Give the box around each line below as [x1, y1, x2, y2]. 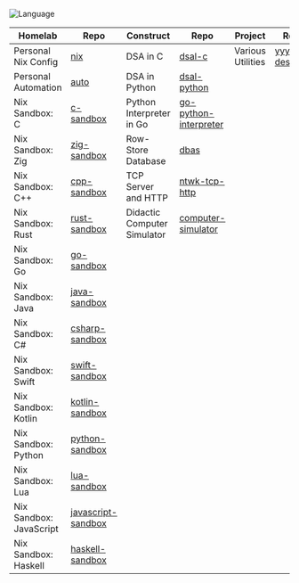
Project [234, 29, 266, 42]
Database [125, 155, 166, 167]
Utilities [234, 56, 266, 68]
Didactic [125, 206, 161, 218]
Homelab [18, 29, 58, 42]
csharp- [70, 322, 106, 334]
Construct [125, 29, 171, 42]
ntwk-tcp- [179, 175, 225, 187]
